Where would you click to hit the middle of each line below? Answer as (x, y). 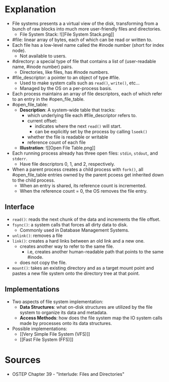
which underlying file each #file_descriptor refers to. (82, 115)
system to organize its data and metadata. (63, 312)
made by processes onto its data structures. (66, 323)
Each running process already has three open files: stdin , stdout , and (85, 153)
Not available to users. (43, 56)
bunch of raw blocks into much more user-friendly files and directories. (87, 28)
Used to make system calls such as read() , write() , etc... (80, 83)
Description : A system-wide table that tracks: (67, 110)
